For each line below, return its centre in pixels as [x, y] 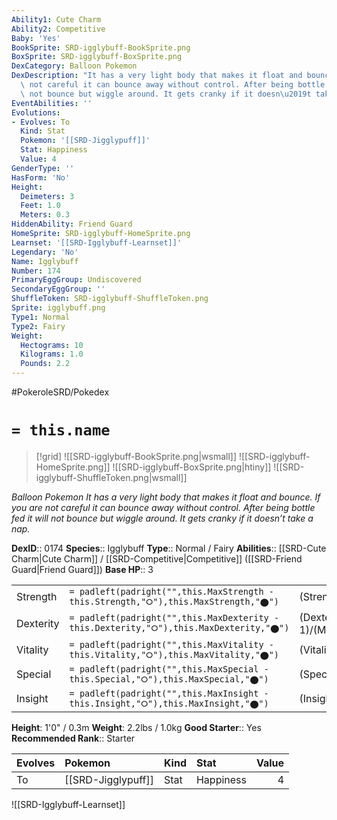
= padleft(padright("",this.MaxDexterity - [174, 618]
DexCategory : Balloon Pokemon [74, 66]
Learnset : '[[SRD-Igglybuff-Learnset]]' [97, 242]
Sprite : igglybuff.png [58, 308]
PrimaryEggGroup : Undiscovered [76, 280]
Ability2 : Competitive [58, 29]
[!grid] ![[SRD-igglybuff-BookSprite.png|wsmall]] [136, 456]
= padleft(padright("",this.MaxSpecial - [169, 669]
